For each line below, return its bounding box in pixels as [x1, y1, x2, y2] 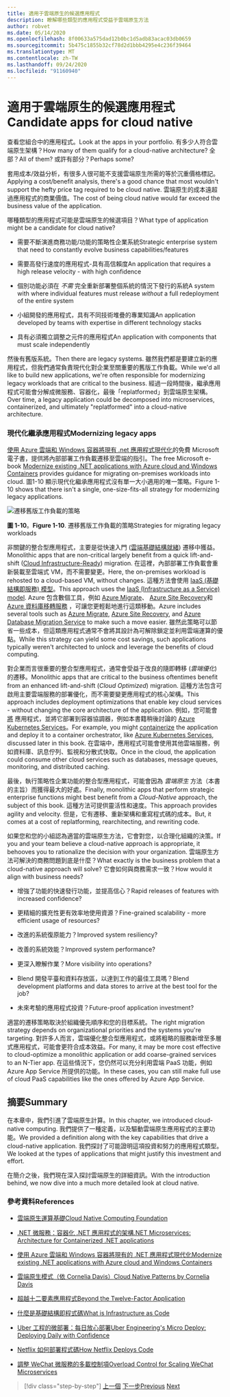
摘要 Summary [7, 1097, 68, 1108]
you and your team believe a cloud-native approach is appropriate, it [7, 839, 201, 847]
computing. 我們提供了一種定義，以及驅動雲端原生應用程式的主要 [25, 1124, 210, 1132]
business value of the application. [7, 202, 103, 210]
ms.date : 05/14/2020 [7, 29, 66, 36]
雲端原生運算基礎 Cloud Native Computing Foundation [16, 1214, 168, 1222]
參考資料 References [7, 1197, 75, 1207]
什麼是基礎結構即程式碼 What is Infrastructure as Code [16, 1308, 170, 1317]
